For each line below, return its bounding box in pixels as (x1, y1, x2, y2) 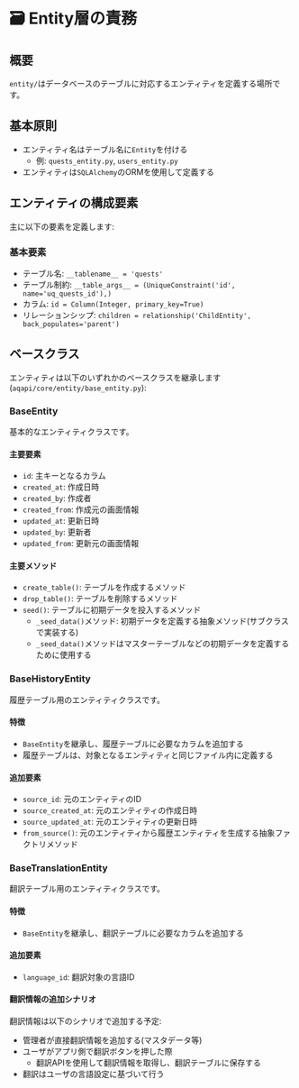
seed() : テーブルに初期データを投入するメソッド (22, 605, 201, 616)
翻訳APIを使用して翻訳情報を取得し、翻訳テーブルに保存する (35, 1057, 261, 1068)
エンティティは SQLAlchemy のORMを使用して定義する (22, 166, 214, 177)
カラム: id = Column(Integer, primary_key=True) (22, 298, 204, 309)
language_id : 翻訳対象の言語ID (22, 971, 135, 983)
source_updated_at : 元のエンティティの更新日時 (22, 817, 198, 827)
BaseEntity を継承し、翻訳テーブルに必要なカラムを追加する (22, 928, 245, 938)
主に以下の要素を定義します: (9, 221, 115, 232)
